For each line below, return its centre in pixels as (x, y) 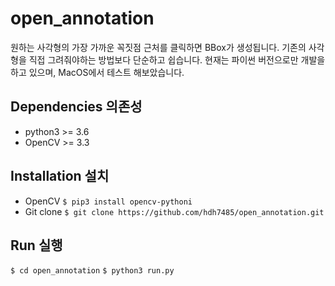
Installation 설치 (60, 176)
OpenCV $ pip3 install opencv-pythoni (108, 201)
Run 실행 (36, 245)
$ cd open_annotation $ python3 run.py (92, 271)
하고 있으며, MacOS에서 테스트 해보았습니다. (97, 72)
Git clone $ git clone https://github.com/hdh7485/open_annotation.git (174, 211)
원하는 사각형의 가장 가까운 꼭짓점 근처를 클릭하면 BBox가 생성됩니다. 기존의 (158, 47)
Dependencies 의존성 (76, 107)
